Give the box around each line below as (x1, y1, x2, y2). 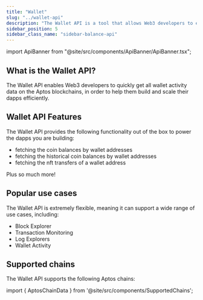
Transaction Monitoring (14, 229, 74, 236)
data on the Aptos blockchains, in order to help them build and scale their (6, 88, 189, 95)
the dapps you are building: (6, 134, 74, 142)
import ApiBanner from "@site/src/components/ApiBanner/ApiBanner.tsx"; (6, 48, 192, 55)
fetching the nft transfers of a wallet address (14, 158, 126, 166)
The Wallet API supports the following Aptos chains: (6, 275, 135, 282)
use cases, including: (6, 210, 59, 218)
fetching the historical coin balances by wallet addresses (14, 152, 157, 160)
